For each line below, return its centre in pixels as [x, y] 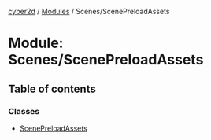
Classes [24, 111]
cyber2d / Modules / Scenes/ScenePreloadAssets [89, 11]
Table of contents [52, 88]
